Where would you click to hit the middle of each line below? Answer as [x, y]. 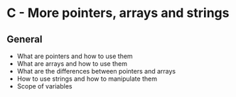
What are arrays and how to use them [72, 64]
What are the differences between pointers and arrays [96, 71]
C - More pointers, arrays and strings [118, 13]
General [25, 39]
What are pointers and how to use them [75, 56]
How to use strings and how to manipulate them [87, 79]
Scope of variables [44, 86]
